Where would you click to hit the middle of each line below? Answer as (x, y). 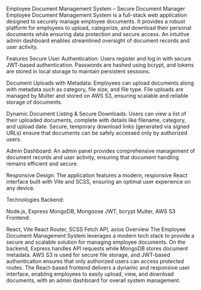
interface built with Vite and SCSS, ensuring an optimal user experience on (98, 182)
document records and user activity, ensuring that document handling (92, 157)
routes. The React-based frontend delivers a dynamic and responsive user (98, 267)
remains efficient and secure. (42, 164)
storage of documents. (34, 102)
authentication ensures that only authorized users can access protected (95, 261)
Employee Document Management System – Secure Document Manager (96, 9)
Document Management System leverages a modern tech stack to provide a (100, 236)
